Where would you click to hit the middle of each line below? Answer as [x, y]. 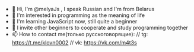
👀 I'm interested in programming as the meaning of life [78, 15]
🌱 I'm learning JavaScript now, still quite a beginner [74, 21]
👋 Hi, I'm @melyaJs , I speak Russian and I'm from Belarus [83, 9]
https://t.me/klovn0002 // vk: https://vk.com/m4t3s [74, 43]
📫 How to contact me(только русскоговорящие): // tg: [80, 34]
